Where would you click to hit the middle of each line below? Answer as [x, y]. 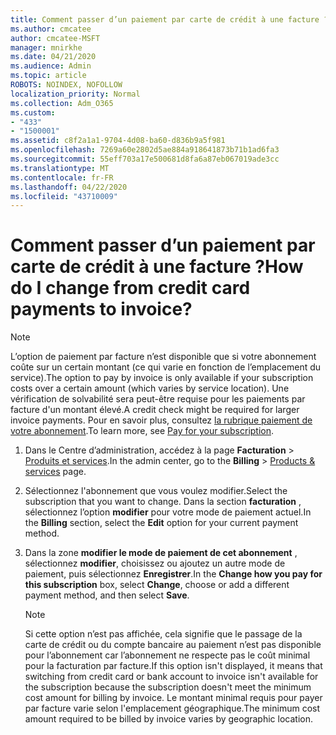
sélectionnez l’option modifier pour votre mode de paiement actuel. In [168, 512]
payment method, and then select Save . [107, 595]
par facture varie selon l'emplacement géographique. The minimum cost [172, 708]
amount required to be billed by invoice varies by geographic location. [168, 719]
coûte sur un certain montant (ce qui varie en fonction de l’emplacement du [166, 367]
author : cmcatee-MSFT [55, 38]
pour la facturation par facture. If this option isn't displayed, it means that [173, 666]
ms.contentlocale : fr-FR [62, 177]
